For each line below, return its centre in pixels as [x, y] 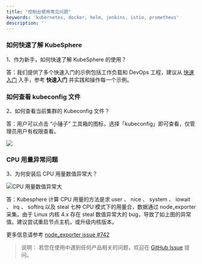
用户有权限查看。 [38, 131]
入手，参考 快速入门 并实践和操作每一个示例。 [75, 79]
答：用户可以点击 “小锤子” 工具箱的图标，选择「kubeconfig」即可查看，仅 [98, 123]
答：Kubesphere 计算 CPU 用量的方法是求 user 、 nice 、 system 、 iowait [98, 200]
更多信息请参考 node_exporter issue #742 [58, 235]
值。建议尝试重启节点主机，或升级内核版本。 [62, 222]
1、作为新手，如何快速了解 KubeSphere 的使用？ [66, 59]
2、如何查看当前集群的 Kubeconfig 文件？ [58, 111]
